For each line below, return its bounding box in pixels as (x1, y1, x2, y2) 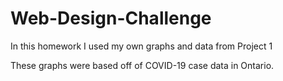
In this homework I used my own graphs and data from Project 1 (10, 40, 273, 52)
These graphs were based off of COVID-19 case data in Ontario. (10, 59, 275, 71)
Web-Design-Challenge (10, 7, 212, 30)
